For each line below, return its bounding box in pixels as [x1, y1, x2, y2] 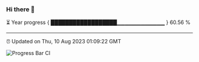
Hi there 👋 [6, 5, 36, 13]
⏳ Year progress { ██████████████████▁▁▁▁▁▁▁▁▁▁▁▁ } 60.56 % [6, 19, 191, 26]
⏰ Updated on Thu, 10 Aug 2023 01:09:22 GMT [6, 38, 121, 45]
